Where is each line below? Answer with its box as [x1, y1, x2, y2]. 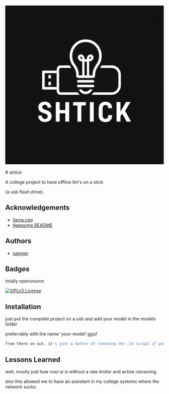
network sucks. [5, 383, 37, 389]
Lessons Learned [5, 355, 60, 364]
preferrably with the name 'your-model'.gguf [5, 331, 98, 337]
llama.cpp [12, 217, 33, 223]
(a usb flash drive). [5, 189, 44, 194]
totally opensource [5, 278, 44, 284]
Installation [5, 302, 41, 311]
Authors [5, 237, 32, 245]
